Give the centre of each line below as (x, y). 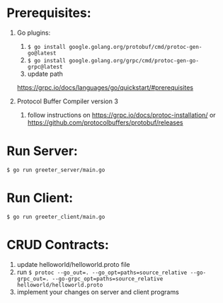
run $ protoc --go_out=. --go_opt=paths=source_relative (102, 272)
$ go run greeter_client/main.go (56, 217)
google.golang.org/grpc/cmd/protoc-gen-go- (134, 61)
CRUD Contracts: (58, 245)
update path (45, 74)
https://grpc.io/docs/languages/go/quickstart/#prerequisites (105, 87)
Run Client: (40, 198)
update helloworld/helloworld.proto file (73, 264)
